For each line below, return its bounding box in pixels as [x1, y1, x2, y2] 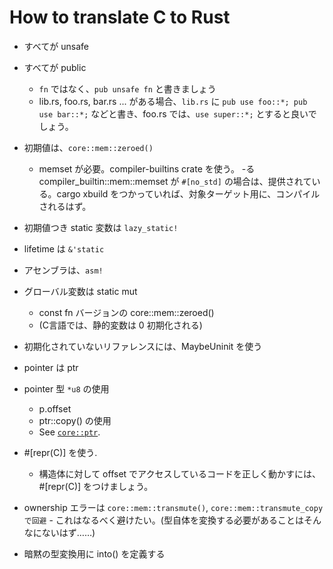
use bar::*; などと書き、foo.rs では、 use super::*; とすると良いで [38, 107, 317, 120]
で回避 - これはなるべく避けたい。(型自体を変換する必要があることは [23, 514, 304, 526]
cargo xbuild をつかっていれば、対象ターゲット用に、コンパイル [56, 187, 321, 200]
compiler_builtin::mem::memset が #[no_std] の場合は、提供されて [38, 175, 312, 187]
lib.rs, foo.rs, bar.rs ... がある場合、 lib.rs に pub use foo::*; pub [38, 95, 308, 107]
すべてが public [23, 61, 87, 73]
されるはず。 [38, 200, 92, 212]
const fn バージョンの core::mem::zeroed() [38, 306, 215, 318]
